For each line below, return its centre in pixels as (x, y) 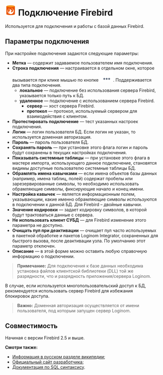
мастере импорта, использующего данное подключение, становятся (84, 163)
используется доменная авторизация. (52, 137)
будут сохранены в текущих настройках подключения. (69, 152)
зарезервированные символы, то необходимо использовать (75, 184)
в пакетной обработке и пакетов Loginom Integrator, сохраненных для (85, 235)
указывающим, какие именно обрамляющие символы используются (84, 199)
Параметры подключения (47, 42)
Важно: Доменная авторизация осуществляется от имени (78, 305)
